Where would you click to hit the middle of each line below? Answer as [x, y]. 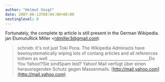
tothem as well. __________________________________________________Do [86, 59]
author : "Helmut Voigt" [30, 10]
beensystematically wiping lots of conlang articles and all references [87, 53]
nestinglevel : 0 [22, 19]
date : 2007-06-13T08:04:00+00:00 [40, 14]
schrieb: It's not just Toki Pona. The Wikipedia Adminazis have [81, 48]
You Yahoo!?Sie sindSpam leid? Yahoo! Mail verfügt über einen [82, 64]
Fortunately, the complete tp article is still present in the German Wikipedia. [82, 33]
